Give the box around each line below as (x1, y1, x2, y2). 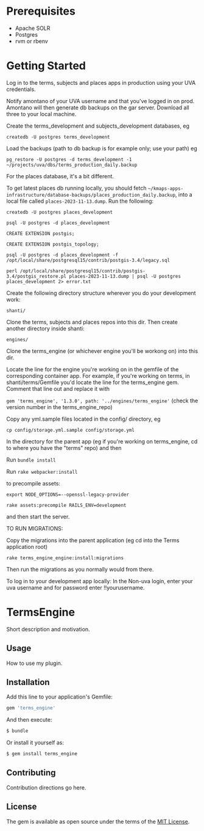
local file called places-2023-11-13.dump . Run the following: (6, 197, 154, 205)
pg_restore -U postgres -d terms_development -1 (6, 156, 132, 162)
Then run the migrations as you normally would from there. (6, 565, 154, 573)
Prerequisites (6, 4, 76, 18)
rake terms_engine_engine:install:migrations (6, 554, 124, 561)
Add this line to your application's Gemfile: (6, 693, 113, 700)
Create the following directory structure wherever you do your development (6, 289, 196, 297)
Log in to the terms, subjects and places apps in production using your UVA (6, 79, 196, 86)
